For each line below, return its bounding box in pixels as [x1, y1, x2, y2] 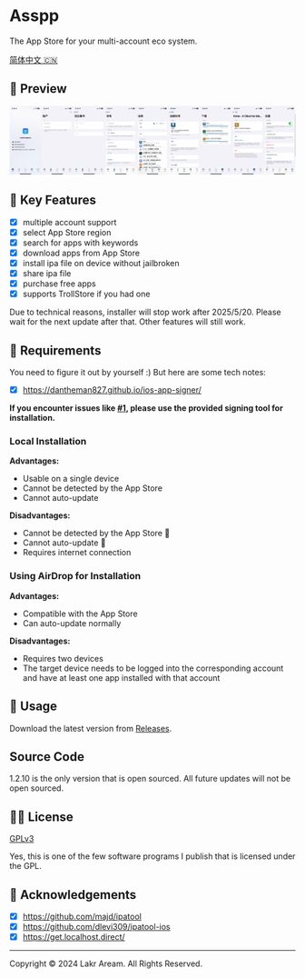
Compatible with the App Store [22, 608, 138, 619]
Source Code [9, 749, 84, 764]
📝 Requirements [9, 343, 102, 358]
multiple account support [22, 216, 117, 227]
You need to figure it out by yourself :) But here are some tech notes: [9, 367, 266, 378]
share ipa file [22, 268, 72, 279]
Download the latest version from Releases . [9, 723, 172, 733]
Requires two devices [22, 653, 104, 664]
